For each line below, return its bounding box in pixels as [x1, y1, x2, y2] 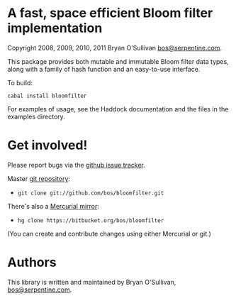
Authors [7, 254, 57, 270]
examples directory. [7, 112, 65, 121]
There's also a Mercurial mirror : [7, 202, 99, 210]
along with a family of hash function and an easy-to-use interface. [7, 65, 201, 73]
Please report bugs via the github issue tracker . [7, 160, 145, 169]
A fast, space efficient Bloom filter [7, 5, 213, 21]
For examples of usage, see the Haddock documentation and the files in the [7, 104, 229, 113]
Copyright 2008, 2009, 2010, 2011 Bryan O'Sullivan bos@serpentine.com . [7, 43, 222, 52]
